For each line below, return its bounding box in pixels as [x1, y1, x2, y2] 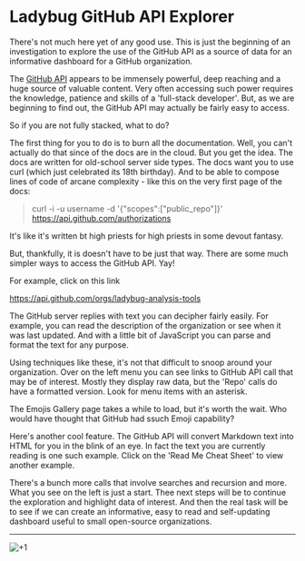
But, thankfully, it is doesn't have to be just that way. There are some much [9, 248, 289, 259]
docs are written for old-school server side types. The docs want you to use [9, 156, 294, 167]
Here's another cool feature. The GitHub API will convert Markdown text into [9, 430, 294, 441]
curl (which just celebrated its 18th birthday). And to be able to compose [9, 166, 280, 177]
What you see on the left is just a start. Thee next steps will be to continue [9, 487, 287, 497]
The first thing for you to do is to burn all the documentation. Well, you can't [9, 137, 293, 148]
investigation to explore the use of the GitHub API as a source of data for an [9, 45, 292, 56]
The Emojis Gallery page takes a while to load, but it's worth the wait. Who [9, 403, 288, 414]
